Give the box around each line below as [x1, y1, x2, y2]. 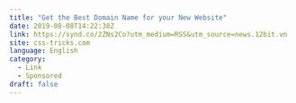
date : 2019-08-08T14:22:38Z [9, 21, 115, 30]
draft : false [9, 80, 58, 89]
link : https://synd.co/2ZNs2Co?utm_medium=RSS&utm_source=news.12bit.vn [9, 30, 288, 39]
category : [9, 55, 47, 64]
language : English [9, 47, 78, 56]
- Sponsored [17, 72, 63, 81]
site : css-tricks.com [9, 38, 91, 47]
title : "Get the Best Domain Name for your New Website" [9, 13, 228, 22]
